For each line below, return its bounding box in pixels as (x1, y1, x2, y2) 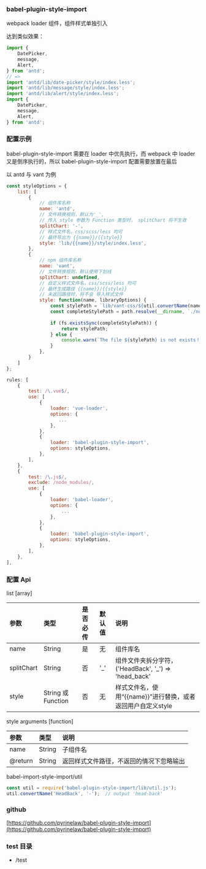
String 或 (43, 688, 69, 697)
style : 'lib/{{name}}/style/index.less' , (39, 240, 147, 246)
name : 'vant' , (39, 263, 75, 269)
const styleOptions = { (6, 183, 67, 189)
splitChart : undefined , (39, 274, 100, 281)
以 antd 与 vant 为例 (6, 171, 56, 178)
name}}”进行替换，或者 (128, 692, 196, 701)
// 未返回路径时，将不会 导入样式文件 (39, 291, 124, 298)
